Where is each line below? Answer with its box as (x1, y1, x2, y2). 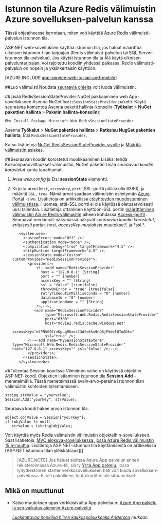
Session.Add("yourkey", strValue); (5, 397, 77, 402)
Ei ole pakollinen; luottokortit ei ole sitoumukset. (40, 472, 137, 478)
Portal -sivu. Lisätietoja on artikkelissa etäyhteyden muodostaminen (12, 196, 148, 202)
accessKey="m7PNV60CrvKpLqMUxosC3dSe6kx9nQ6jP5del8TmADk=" (12, 329, 135, 334)
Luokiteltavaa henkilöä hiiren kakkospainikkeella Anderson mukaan (12, 514, 148, 520)
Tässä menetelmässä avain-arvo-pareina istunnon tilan (34, 378, 145, 384)
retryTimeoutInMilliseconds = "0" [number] (40, 291, 130, 296)
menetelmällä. (5, 378, 33, 384)
